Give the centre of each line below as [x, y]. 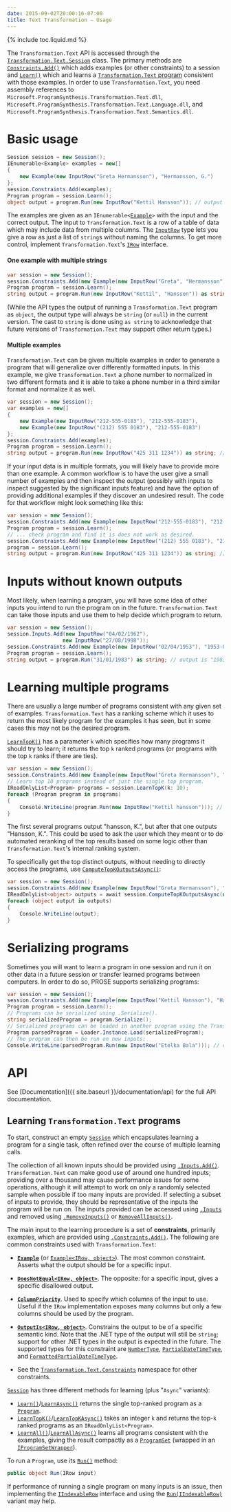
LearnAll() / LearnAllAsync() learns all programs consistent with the [112, 1433]
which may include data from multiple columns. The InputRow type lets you [113, 230]
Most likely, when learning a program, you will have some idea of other [107, 601]
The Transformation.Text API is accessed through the [84, 53]
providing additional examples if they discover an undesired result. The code [115, 495]
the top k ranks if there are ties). [53, 756]
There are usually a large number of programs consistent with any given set [114, 706]
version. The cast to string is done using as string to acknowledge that [110, 322]
